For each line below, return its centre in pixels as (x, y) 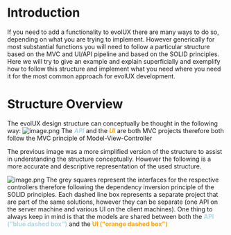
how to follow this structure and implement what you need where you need (114, 69)
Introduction (44, 13)
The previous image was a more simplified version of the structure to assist (115, 151)
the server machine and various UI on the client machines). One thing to (110, 209)
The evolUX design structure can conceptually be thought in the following (113, 123)
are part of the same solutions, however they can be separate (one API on (113, 202)
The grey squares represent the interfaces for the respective (132, 180)
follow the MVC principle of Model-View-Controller (80, 138)
